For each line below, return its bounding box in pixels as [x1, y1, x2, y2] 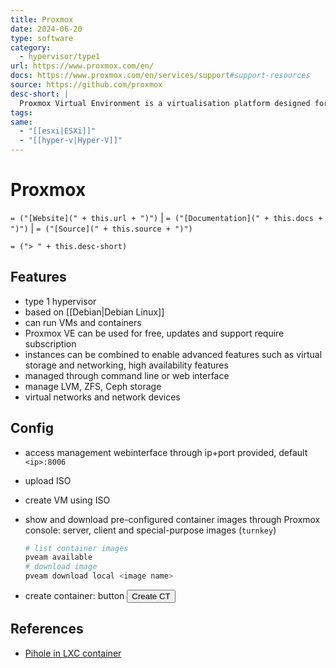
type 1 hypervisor [24, 295, 97, 307]
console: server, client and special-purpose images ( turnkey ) [24, 524, 277, 536]
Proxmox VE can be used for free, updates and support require [24, 327, 285, 339]
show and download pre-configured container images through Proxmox [24, 513, 321, 525]
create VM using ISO [24, 494, 111, 506]
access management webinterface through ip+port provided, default [24, 446, 308, 458]
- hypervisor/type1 [19, 52, 101, 62]
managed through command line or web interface [24, 369, 230, 381]
